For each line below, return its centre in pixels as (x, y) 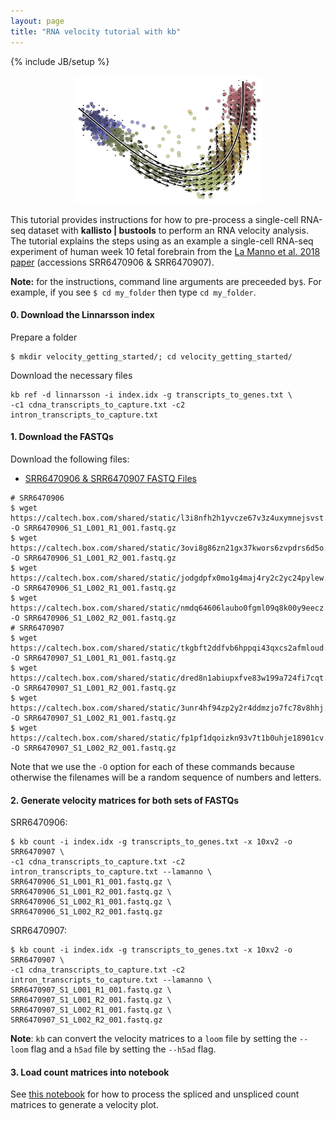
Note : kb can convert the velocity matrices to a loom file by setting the (154, 1039)
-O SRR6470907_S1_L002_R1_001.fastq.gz (93, 718)
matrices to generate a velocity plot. (84, 1105)
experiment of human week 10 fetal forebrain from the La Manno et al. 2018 (165, 251)
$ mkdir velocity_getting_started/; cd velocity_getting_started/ (151, 356)
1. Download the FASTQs (62, 437)
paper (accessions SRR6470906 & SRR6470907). (112, 262)
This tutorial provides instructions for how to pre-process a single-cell (154, 219)
